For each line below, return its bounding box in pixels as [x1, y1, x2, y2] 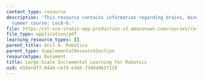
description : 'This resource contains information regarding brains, [6, 14, 185, 20]
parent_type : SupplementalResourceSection [6, 48, 115, 54]
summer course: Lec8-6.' [11, 20, 74, 26]
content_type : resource [6, 8, 66, 15]
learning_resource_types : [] [6, 37, 80, 43]
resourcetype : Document [6, 54, 66, 60]
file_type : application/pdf [6, 31, 77, 37]
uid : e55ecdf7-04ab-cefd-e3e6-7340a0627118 [6, 64, 118, 71]
